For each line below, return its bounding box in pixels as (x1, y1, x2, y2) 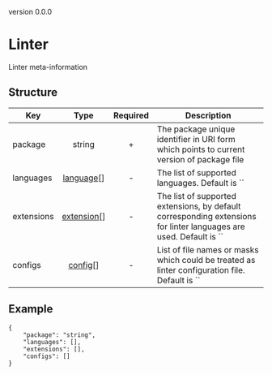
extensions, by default (156, 200, 241, 212)
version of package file (156, 153, 244, 165)
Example (8, 302, 53, 316)
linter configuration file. (156, 264, 245, 275)
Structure (8, 85, 58, 100)
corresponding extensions (156, 210, 257, 222)
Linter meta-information (8, 62, 87, 71)
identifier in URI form (156, 133, 236, 144)
